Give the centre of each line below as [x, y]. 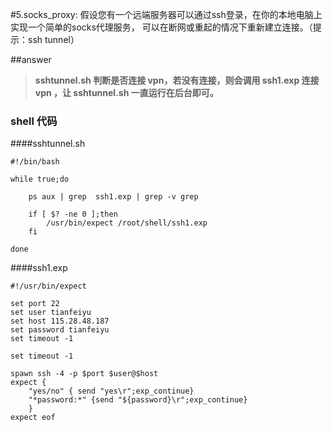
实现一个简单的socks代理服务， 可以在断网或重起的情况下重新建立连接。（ [161, 27]
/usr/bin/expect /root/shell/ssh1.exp [127, 223]
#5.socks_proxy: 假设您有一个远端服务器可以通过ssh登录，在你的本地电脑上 [166, 14]
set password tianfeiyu [60, 330]
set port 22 [35, 304]
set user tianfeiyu [51, 313]
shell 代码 [34, 121]
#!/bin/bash [35, 162]
